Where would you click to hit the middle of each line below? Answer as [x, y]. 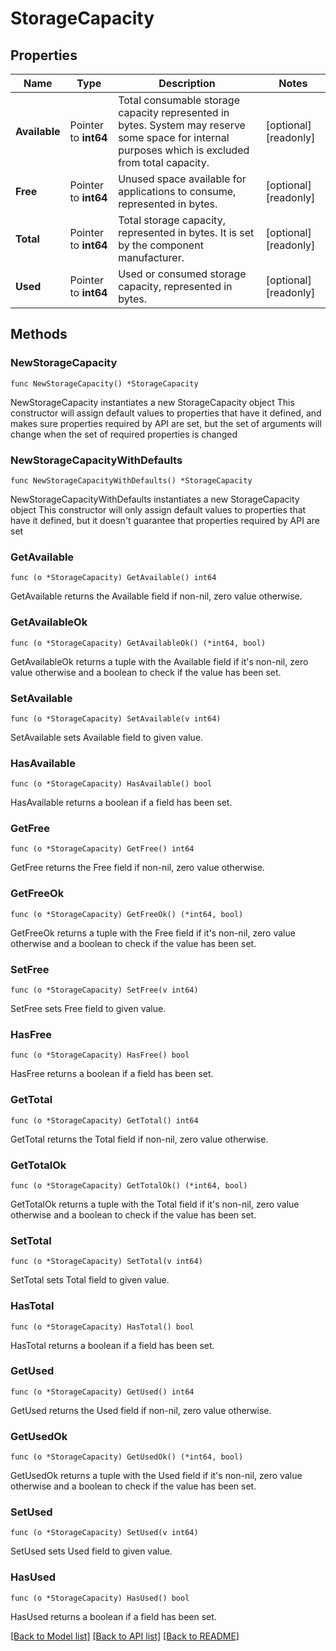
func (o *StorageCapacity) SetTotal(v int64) [106, 1262]
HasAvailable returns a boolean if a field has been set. [121, 803]
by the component [161, 245]
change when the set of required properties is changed [124, 434]
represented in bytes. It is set [186, 232]
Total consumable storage [179, 100]
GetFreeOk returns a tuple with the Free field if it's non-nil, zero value [153, 933]
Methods [39, 334]
